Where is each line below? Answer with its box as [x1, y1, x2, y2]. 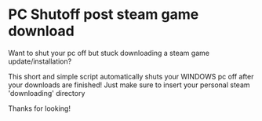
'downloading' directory [8, 88, 86, 97]
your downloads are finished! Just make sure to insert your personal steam [8, 80, 250, 90]
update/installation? [8, 57, 72, 66]
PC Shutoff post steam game [8, 5, 199, 24]
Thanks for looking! [8, 104, 71, 113]
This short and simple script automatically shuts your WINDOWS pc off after [8, 71, 254, 81]
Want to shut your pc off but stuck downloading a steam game [8, 48, 210, 57]
